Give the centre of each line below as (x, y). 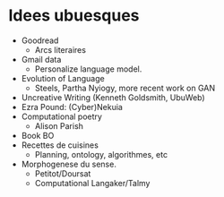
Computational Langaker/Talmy (92, 183)
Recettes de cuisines (60, 145)
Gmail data (41, 59)
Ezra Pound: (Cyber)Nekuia (72, 107)
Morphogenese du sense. (69, 164)
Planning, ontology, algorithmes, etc (101, 154)
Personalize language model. (88, 69)
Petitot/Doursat (63, 173)
